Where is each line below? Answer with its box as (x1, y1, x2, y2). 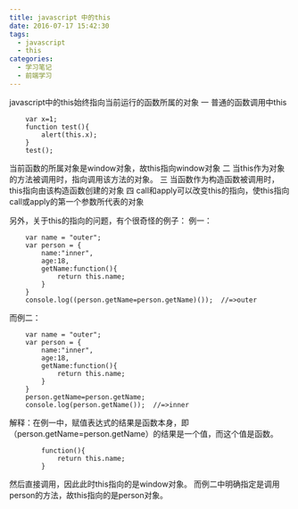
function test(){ (25, 122, 90, 131)
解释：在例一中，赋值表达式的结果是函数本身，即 (9, 417, 189, 428)
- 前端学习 (17, 71, 53, 80)
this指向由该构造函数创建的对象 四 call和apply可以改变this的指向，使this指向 (9, 185, 290, 196)
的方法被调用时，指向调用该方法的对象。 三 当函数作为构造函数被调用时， (9, 173, 279, 184)
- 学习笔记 (17, 63, 53, 72)
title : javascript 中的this (9, 13, 112, 22)
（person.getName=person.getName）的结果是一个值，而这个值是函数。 (9, 428, 278, 438)
